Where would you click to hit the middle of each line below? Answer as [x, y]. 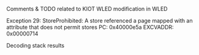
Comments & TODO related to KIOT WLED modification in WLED [87, 9]
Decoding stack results [36, 46]
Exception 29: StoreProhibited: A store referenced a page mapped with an [99, 20]
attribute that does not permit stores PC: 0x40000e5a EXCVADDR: [90, 27]
